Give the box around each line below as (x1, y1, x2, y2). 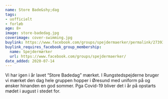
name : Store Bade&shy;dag (5, 7, 59, 12)
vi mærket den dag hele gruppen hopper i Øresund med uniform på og (5, 77, 150, 83)
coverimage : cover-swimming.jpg (5, 35, 72, 40)
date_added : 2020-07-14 (5, 58, 55, 63)
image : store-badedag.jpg (5, 30, 59, 35)
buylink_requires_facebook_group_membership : (5, 44, 101, 49)
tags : (5, 12, 16, 17)
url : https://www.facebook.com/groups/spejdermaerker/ (9, 53, 126, 59)
